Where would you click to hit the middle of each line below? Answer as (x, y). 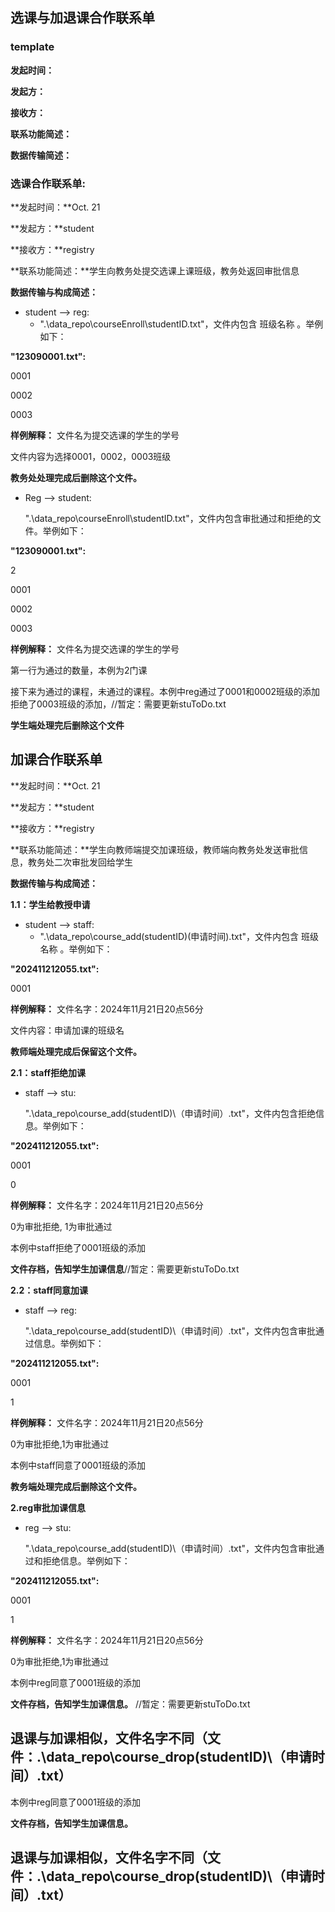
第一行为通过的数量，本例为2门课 (79, 670)
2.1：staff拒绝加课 (48, 1072)
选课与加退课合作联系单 (82, 18)
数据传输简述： (41, 155)
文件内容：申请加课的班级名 (67, 1030)
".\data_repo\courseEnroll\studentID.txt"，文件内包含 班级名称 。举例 (181, 324)
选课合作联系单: (48, 183)
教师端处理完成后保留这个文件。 (76, 1051)
